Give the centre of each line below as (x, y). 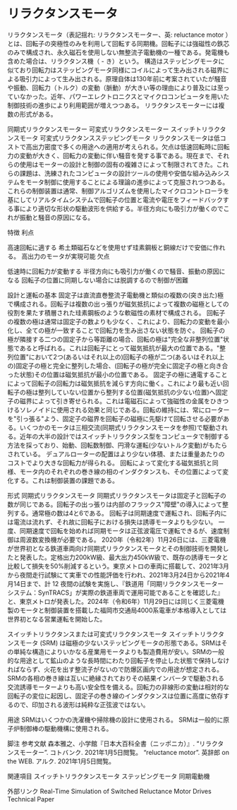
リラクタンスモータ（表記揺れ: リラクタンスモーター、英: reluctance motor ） (118, 35)
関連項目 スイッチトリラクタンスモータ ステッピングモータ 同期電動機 (109, 776)
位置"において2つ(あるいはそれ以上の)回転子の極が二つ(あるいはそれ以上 (119, 357)
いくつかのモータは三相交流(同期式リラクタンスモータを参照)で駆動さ (121, 427)
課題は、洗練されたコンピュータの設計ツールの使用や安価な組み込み (118, 173)
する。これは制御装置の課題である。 (66, 480)
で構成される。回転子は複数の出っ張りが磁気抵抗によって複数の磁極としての (118, 304)
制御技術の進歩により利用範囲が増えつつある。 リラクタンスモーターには (113, 105)
